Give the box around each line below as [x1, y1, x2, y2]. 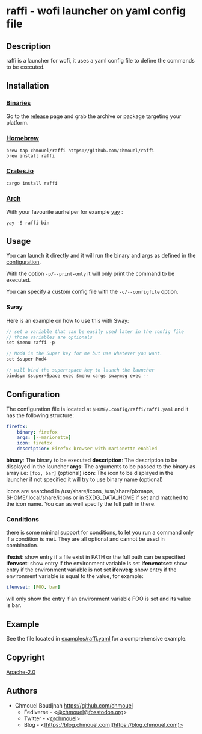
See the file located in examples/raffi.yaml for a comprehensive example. [6, 635, 188, 642]
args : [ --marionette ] [17, 435, 71, 441]
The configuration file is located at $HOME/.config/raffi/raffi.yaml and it [6, 405, 189, 412]
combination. [6, 542, 39, 549]
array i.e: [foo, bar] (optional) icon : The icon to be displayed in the [6, 470, 174, 476]
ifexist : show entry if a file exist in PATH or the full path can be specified [6, 553, 185, 561]
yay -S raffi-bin [6, 220, 50, 226]
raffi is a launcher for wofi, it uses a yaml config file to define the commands [6, 57, 195, 64]
